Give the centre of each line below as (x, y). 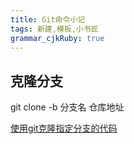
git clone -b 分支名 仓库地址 (67, 107)
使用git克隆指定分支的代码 (64, 128)
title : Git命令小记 (48, 19)
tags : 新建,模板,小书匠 (54, 29)
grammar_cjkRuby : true (57, 38)
